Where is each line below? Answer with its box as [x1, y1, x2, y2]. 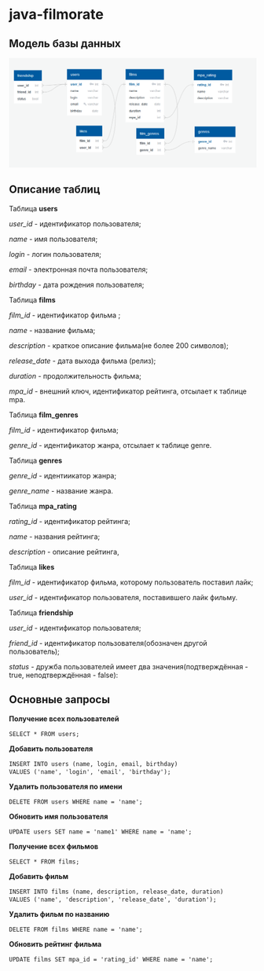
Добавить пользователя [9, 744, 93, 753]
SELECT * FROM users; [9, 730, 80, 738]
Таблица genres [9, 456, 63, 465]
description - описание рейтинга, [9, 547, 120, 556]
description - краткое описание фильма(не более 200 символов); [9, 340, 229, 350]
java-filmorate [9, 5, 104, 24]
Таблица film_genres [9, 410, 79, 420]
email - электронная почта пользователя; [9, 265, 148, 274]
